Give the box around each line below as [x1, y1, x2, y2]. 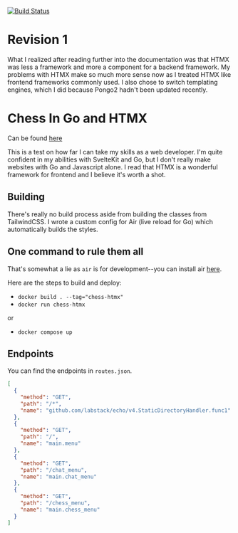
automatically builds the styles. [7, 225, 98, 233]
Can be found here [7, 134, 63, 142]
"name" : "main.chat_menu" [20, 473, 98, 480]
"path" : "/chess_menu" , [20, 500, 91, 507]
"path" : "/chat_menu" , [20, 466, 88, 473]
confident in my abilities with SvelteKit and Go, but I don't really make [7, 155, 212, 164]
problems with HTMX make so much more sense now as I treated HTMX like [7, 70, 232, 78]
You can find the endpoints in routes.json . [7, 366, 133, 375]
